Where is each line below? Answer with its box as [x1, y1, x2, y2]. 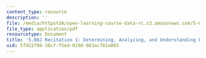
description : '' [6, 14, 48, 21]
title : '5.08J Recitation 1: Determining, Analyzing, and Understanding [6, 37, 196, 43]
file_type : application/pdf [6, 25, 78, 32]
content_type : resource [6, 8, 67, 15]
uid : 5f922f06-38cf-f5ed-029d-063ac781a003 [6, 43, 120, 49]
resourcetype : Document [6, 31, 67, 37]
